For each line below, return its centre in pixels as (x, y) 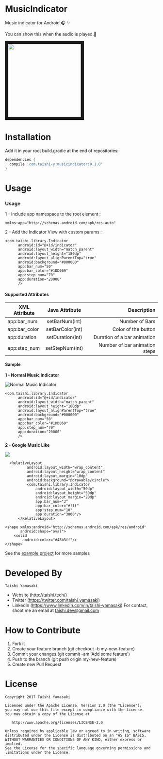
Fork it (18, 644)
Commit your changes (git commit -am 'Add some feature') (71, 654)
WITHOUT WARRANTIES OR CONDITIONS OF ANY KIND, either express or (73, 740)
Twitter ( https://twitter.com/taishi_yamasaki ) (56, 600)
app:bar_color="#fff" (57, 506)
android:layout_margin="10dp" (57, 476)
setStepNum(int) (64, 348)
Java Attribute (64, 310)
